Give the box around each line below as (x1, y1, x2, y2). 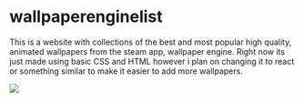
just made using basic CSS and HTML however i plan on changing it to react (9, 56, 295, 66)
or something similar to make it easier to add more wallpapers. (9, 66, 243, 76)
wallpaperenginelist (9, 6, 164, 27)
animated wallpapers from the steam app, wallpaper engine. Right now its (9, 46, 285, 56)
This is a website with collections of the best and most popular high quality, (9, 36, 292, 47)
